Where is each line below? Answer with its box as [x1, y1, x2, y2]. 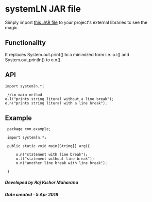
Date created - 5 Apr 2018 [5, 192, 59, 198]
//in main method [7, 92, 42, 97]
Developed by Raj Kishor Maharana [5, 179, 79, 185]
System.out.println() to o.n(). [5, 57, 62, 63]
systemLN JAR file [5, 3, 81, 15]
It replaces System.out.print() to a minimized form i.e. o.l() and [5, 51, 130, 57]
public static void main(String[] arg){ [7, 144, 90, 149]
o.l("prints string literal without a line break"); [5, 96, 114, 101]
